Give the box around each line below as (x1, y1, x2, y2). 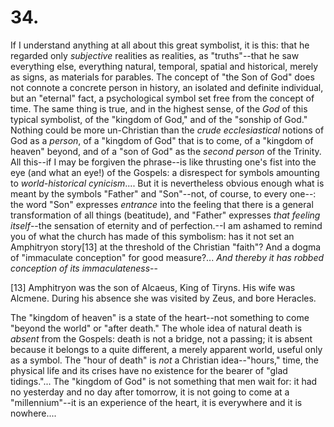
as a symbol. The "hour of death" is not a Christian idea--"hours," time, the (10, 354, 319, 366)
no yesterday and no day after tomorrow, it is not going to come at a (10, 386, 290, 398)
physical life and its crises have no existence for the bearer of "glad (10, 364, 288, 376)
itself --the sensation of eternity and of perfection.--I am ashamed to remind (10, 219, 323, 231)
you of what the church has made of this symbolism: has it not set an (10, 230, 295, 242)
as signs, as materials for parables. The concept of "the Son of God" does (10, 71, 315, 83)
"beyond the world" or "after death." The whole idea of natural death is (10, 322, 303, 334)
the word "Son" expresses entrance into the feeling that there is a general (10, 198, 314, 210)
